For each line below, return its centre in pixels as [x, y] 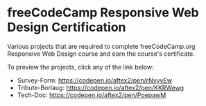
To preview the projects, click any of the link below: [80, 67]
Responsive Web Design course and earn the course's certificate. [101, 54]
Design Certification [67, 27]
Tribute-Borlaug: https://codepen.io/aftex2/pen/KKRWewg [101, 87]
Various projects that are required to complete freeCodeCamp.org [101, 46]
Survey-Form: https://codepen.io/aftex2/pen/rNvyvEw [94, 80]
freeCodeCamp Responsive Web [103, 13]
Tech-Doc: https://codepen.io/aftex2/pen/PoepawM [92, 95]
